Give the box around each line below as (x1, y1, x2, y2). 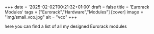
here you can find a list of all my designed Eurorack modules (4, 23, 127, 29)
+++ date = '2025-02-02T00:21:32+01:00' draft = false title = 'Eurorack (4, 4, 150, 10)
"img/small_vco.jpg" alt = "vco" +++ (4, 14, 77, 20)
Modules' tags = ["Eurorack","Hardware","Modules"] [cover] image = (4, 9, 143, 15)
